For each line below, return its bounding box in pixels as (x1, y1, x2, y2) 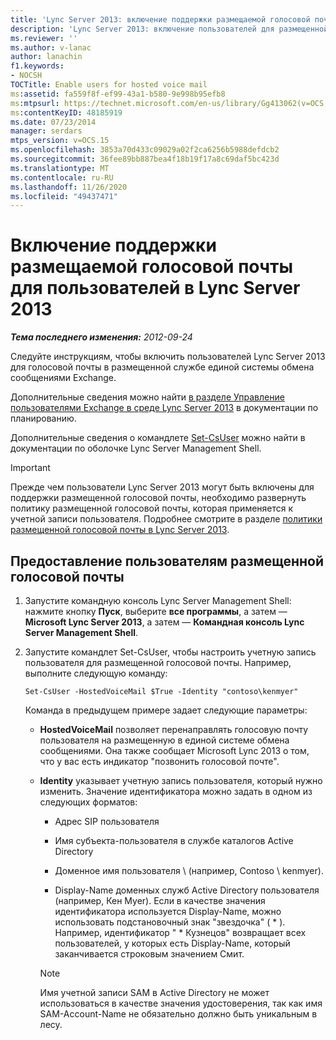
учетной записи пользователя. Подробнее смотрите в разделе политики (10, 513, 323, 525)
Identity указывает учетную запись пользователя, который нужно (39, 775, 323, 786)
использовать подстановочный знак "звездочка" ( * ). (54, 916, 286, 928)
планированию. (10, 412, 77, 425)
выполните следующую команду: (24, 667, 168, 679)
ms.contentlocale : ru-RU (10, 172, 114, 183)
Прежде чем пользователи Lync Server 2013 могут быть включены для (10, 481, 315, 493)
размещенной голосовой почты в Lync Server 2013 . (10, 524, 230, 536)
